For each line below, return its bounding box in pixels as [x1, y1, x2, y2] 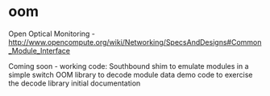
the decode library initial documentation [8, 78, 141, 88]
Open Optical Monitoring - [8, 29, 95, 38]
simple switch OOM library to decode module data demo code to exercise [8, 70, 253, 79]
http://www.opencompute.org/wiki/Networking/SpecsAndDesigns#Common [8, 37, 262, 46]
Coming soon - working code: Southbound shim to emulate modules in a [8, 61, 249, 70]
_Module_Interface [8, 46, 71, 55]
